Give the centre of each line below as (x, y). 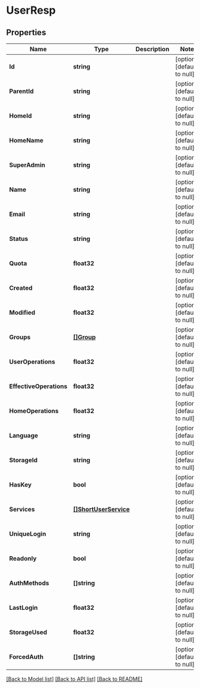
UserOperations (32, 362)
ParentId (21, 91)
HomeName (26, 140)
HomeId (21, 116)
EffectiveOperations (38, 386)
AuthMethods (29, 583)
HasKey (20, 485)
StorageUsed (28, 632)
